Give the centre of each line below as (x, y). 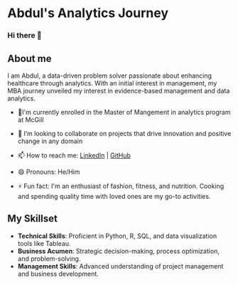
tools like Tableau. (44, 243)
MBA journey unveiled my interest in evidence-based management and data (119, 90)
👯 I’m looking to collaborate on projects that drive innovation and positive (124, 133)
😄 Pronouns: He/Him (49, 172)
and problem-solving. (49, 259)
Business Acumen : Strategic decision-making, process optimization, (119, 251)
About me (29, 58)
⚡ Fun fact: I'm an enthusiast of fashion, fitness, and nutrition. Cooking (121, 186)
